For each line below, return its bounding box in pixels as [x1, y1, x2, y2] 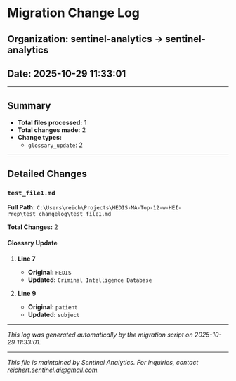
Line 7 [17, 254, 37, 263]
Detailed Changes [7, 167, 88, 180]
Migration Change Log [7, 5, 140, 21]
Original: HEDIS [27, 269, 72, 277]
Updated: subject [27, 311, 80, 319]
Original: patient [27, 303, 78, 311]
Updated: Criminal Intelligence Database [27, 276, 152, 284]
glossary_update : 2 [27, 141, 83, 149]
